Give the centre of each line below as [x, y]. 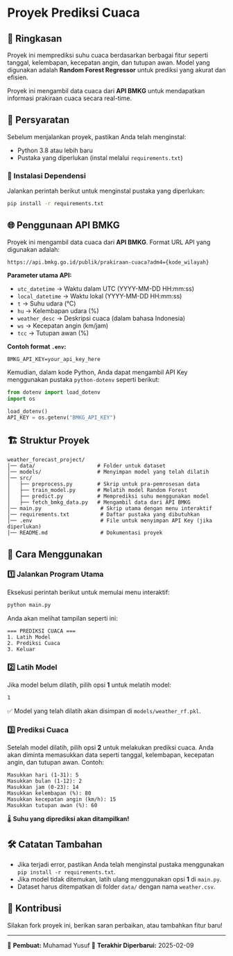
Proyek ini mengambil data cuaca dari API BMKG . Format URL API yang [109, 242]
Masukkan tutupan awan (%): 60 [52, 806]
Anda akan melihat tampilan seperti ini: [62, 618]
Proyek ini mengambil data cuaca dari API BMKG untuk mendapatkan [106, 91]
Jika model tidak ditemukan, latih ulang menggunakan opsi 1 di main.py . [119, 879]
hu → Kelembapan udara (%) [58, 310]
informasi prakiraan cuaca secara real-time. [70, 98]
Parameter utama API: [40, 275]
